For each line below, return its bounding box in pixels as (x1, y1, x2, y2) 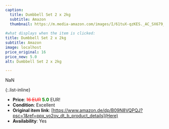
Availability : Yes (12, 118, 47, 124)
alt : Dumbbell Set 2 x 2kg (5, 59, 62, 64)
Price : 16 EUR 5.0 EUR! (12, 97, 60, 103)
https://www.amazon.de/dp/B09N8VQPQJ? (52, 107, 143, 113)
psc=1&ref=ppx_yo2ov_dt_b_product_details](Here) (12, 113, 118, 119)
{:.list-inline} (5, 87, 31, 93)
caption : (5, 7, 24, 13)
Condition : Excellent (12, 102, 55, 108)
